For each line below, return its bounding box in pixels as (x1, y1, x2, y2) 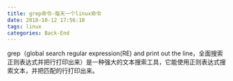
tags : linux (7, 23, 42, 30)
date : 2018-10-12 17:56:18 (7, 17, 85, 24)
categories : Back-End (7, 29, 70, 37)
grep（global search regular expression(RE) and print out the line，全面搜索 (7, 49, 223, 57)
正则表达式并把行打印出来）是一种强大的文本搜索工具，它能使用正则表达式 (7, 58, 220, 66)
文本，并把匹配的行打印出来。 (12, 66, 98, 75)
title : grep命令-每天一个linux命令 (7, 10, 102, 17)
